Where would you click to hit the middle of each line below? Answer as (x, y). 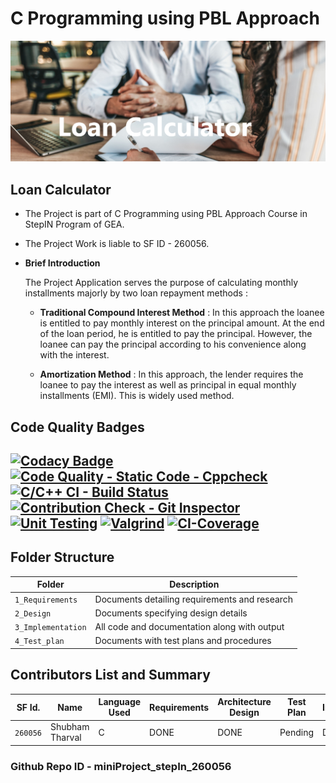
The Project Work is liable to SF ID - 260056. (117, 244)
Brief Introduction (62, 263)
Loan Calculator (61, 189)
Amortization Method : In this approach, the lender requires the (171, 374)
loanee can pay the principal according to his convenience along (173, 344)
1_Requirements (46, 600)
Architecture (244, 702)
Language (120, 702)
